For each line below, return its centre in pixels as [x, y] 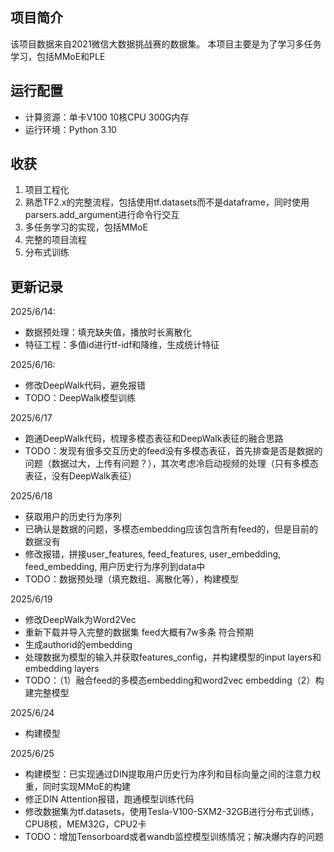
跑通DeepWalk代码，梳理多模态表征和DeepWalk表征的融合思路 [154, 439]
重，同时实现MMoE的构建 [77, 787]
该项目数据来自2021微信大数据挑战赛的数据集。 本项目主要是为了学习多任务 [166, 44]
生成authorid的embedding [78, 645]
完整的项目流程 [55, 240]
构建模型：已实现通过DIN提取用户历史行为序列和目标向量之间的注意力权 [173, 774]
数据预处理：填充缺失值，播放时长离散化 [108, 332]
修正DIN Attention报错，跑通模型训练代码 [109, 799]
